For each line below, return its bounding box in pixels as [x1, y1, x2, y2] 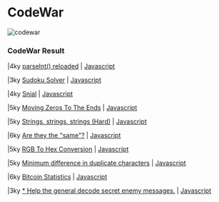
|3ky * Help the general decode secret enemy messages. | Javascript [7, 186, 212, 195]
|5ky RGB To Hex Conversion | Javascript [7, 145, 129, 153]
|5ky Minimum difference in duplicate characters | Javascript [7, 158, 187, 168]
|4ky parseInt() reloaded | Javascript [7, 62, 116, 71]
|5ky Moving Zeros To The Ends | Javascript [7, 103, 138, 112]
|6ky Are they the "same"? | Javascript [7, 131, 121, 140]
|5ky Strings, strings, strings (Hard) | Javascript [7, 117, 148, 126]
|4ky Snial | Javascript [7, 90, 73, 99]
